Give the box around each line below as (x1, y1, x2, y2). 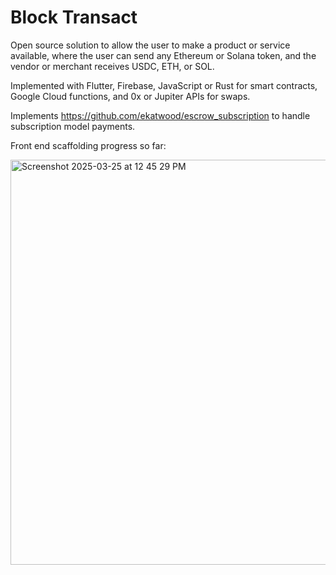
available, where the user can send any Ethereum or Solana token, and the (10, 49, 317, 61)
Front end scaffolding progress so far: (10, 139, 167, 151)
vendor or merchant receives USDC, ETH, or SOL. (10, 60, 215, 72)
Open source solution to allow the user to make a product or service (10, 39, 291, 51)
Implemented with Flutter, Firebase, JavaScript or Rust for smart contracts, (10, 79, 318, 91)
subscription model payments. (10, 120, 136, 132)
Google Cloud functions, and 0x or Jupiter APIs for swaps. (10, 90, 251, 102)
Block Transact (10, 6, 138, 29)
